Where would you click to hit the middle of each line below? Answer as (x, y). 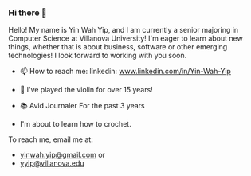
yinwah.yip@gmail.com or (63, 155)
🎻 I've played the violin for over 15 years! (86, 90)
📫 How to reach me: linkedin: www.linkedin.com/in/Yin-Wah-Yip (125, 72)
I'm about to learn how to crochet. (75, 124)
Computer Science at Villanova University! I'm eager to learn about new (125, 38)
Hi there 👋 (28, 13)
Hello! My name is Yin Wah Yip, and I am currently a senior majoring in (124, 30)
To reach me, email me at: (51, 139)
